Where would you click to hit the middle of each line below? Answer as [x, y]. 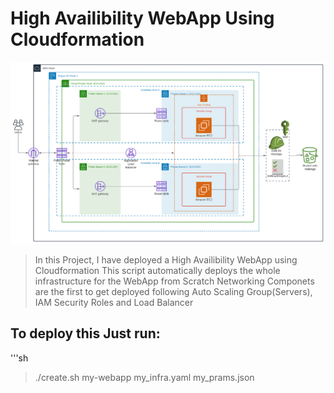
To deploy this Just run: [85, 333]
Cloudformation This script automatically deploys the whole [157, 270]
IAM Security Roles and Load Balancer [114, 302]
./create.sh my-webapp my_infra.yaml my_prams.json [144, 377]
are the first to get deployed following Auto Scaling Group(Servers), [173, 291]
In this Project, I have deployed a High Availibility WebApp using [166, 259]
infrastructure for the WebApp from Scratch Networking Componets [174, 281]
